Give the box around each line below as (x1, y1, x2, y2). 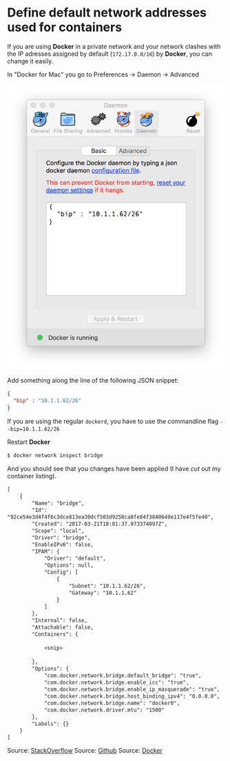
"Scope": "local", (32, 527, 85, 535)
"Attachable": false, (32, 624, 94, 631)
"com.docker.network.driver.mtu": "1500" (43, 707, 165, 714)
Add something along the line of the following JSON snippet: (7, 376, 179, 384)
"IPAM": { (32, 548, 60, 556)
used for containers (7, 19, 123, 35)
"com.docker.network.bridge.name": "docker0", (43, 700, 180, 707)
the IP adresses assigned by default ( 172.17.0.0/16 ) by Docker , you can (7, 50, 212, 58)
